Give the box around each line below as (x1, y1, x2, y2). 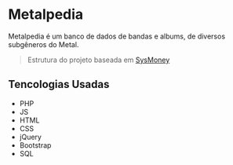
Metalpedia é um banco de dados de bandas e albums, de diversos (8, 31, 226, 41)
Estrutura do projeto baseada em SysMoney (27, 55, 170, 64)
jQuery (19, 132, 42, 141)
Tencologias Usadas (8, 78, 110, 91)
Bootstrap (19, 140, 52, 150)
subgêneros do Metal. (8, 39, 79, 49)
